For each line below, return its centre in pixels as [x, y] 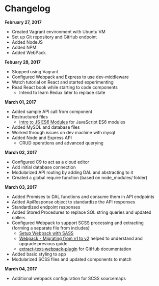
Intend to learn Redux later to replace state [62, 92]
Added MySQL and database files [46, 127]
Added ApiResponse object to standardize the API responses [73, 201]
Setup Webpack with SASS [46, 233]
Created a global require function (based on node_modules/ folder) [79, 177]
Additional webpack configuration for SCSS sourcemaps [69, 278]
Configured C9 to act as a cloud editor [50, 162]
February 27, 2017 [23, 22]
